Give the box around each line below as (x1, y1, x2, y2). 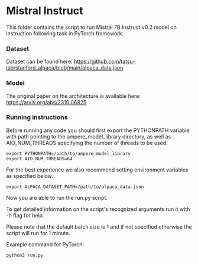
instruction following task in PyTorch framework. (6, 29, 124, 37)
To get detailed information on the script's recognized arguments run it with (6, 205, 190, 213)
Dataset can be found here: (6, 58, 73, 65)
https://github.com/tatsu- (73, 58, 135, 65)
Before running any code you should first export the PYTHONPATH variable (6, 127, 190, 134)
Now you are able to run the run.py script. (6, 194, 108, 201)
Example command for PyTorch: (6, 240, 85, 248)
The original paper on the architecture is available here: (6, 93, 141, 100)
